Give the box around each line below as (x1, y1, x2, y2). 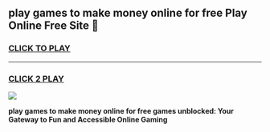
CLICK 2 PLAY (8, 73, 64, 84)
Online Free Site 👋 (8, 19, 99, 33)
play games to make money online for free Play (8, 6, 247, 20)
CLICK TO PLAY (8, 43, 71, 54)
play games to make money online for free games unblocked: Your (8, 106, 235, 115)
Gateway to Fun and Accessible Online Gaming (8, 114, 168, 124)
